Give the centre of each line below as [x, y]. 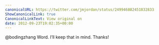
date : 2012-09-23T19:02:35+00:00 [39, 23]
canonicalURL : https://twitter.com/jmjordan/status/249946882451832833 [79, 10]
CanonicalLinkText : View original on [44, 19]
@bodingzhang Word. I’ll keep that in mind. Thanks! [57, 37]
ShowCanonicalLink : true [30, 14]
